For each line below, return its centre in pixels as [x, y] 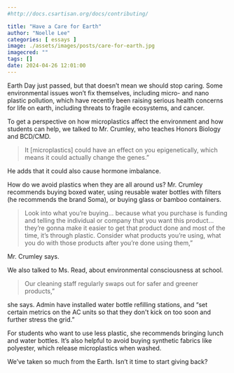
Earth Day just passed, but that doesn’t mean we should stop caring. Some [115, 86]
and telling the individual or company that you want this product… [119, 220]
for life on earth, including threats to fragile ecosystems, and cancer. [106, 108]
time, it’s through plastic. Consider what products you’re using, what [123, 235]
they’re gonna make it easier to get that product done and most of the [125, 228]
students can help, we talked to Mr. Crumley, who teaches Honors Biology [114, 129]
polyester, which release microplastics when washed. [84, 348]
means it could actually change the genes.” [87, 157]
